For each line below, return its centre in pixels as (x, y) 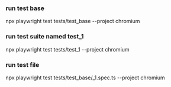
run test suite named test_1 (45, 37)
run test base (25, 8)
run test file (22, 65)
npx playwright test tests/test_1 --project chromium (67, 49)
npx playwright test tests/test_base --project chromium (73, 21)
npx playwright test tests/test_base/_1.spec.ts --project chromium (85, 78)
